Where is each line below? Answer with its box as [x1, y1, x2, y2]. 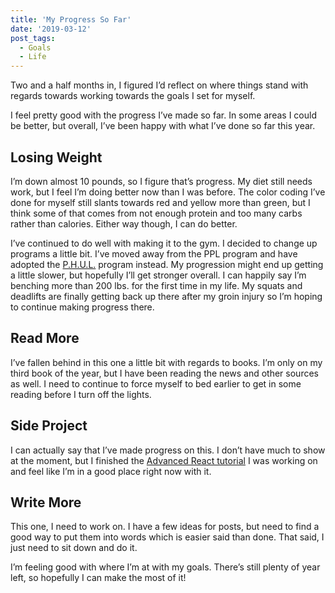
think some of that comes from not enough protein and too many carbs [10, 207, 303, 219]
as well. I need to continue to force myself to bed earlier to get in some [10, 377, 302, 390]
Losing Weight [10, 149, 103, 166]
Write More [10, 494, 82, 511]
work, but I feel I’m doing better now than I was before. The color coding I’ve [10, 186, 326, 198]
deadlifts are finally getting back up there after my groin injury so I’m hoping [10, 290, 323, 302]
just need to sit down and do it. [10, 542, 138, 554]
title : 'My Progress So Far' [10, 14, 132, 25]
